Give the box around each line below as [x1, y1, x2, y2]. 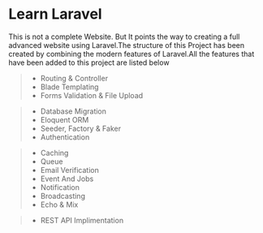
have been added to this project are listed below [8, 58, 170, 67]
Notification [40, 182, 80, 192]
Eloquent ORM [40, 114, 89, 124]
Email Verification [40, 165, 99, 175]
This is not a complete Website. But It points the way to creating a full [8, 32, 240, 41]
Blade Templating [40, 82, 99, 92]
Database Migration [40, 106, 107, 116]
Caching [40, 148, 69, 157]
